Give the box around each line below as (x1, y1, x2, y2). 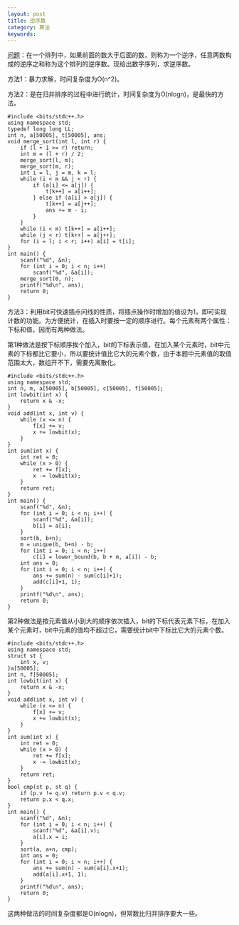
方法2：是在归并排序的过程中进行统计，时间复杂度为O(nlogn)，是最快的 (7, 90, 218, 98)
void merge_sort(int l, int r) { (7, 138, 107, 145)
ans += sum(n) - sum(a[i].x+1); (33, 864, 129, 872)
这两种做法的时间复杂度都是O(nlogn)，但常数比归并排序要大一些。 (7, 909, 201, 918)
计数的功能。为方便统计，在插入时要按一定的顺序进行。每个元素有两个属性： (7, 317, 232, 325)
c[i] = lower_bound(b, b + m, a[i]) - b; (33, 553, 158, 561)
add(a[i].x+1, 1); (33, 871, 87, 878)
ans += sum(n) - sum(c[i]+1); (33, 572, 122, 580)
